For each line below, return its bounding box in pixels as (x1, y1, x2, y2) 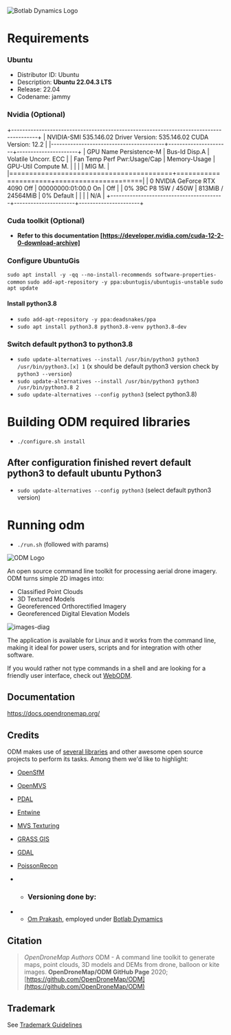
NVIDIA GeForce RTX (155, 176, 215, 185)
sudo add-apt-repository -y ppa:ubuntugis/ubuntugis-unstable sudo (27, 279, 223, 286)
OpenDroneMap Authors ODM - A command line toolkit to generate (23, 953, 215, 961)
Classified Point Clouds (16, 587, 84, 595)
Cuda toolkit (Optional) (7, 215, 85, 225)
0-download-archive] (16, 239, 80, 247)
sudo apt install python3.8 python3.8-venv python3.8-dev (16, 323, 187, 330)
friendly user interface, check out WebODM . (7, 671, 133, 679)
